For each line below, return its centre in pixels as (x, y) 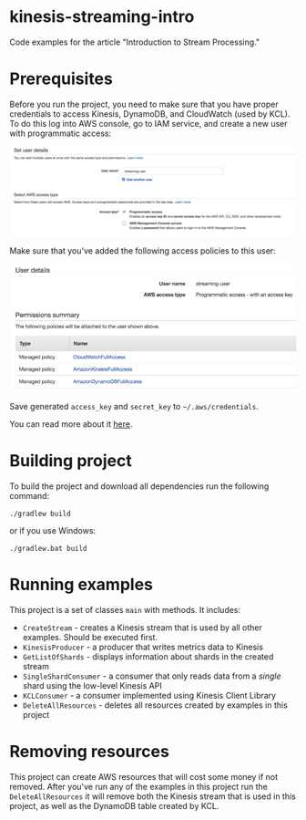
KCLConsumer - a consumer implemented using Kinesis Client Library (149, 696)
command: (30, 496)
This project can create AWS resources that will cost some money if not (144, 777)
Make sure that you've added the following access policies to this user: (143, 251)
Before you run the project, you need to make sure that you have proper (144, 104)
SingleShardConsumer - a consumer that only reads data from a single (152, 676)
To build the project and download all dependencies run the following (139, 486)
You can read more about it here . (71, 424)
